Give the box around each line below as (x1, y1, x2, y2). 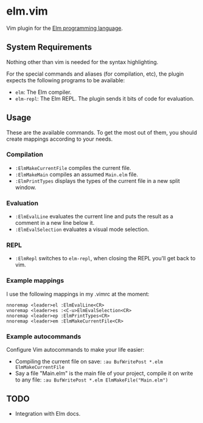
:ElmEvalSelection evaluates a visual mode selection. (15, 226, 150, 233)
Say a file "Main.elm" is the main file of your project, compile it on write (15, 370, 193, 377)
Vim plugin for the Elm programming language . (6, 24, 123, 32)
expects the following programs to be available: (6, 76, 125, 84)
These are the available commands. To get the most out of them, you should (6, 129, 198, 136)
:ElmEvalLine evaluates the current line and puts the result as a (15, 213, 173, 220)
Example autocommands (6, 332, 81, 341)
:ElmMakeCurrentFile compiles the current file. (15, 164, 132, 171)
